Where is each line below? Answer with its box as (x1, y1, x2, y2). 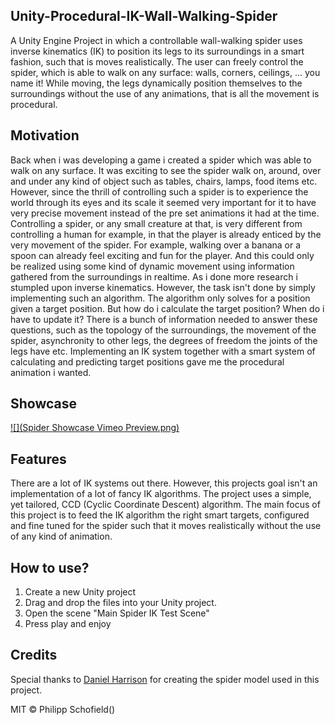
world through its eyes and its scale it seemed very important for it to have (10, 196, 317, 208)
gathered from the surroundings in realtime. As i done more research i (10, 270, 298, 283)
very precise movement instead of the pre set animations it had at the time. (10, 207, 320, 219)
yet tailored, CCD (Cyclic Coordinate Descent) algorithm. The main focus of (10, 499, 321, 511)
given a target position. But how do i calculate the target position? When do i (10, 302, 325, 314)
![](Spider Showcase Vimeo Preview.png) (10, 422, 180, 434)
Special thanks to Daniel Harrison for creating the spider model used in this (10, 673, 320, 685)
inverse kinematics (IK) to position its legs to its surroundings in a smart (10, 45, 305, 57)
